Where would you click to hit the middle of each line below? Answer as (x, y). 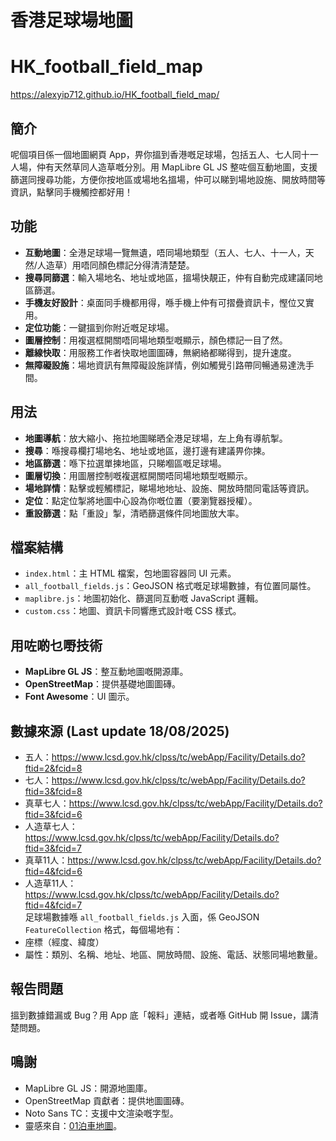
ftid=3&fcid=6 (53, 814)
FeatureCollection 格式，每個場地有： (103, 929)
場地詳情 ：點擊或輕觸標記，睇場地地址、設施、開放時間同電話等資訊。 (169, 488)
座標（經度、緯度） (64, 942)
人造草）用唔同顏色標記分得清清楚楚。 (115, 265)
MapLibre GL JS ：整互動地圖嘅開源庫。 (106, 672)
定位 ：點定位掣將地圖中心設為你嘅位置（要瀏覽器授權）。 (141, 500)
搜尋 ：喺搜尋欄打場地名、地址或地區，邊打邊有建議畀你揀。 (147, 450)
